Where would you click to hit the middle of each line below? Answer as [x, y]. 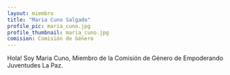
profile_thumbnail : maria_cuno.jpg [58, 32]
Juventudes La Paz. [35, 65]
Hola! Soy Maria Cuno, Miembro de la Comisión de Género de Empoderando [115, 58]
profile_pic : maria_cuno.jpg [49, 26]
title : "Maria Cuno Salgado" [49, 20]
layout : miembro [30, 13]
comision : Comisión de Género [51, 39]
